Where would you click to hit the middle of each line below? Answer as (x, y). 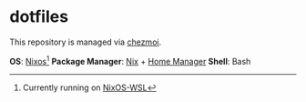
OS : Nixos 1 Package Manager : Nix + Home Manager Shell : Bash (130, 60)
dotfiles (39, 17)
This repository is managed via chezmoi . (86, 42)
